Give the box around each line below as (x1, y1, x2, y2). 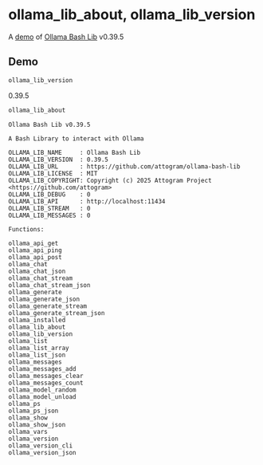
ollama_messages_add (8, 365, 77, 372)
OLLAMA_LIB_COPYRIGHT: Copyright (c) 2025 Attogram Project (8, 176, 213, 184)
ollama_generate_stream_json (8, 309, 105, 317)
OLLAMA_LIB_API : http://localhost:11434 (8, 197, 166, 205)
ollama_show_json (8, 420, 66, 428)
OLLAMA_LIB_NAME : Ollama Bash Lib (8, 148, 141, 156)
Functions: (8, 225, 45, 233)
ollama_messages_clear (8, 372, 84, 380)
